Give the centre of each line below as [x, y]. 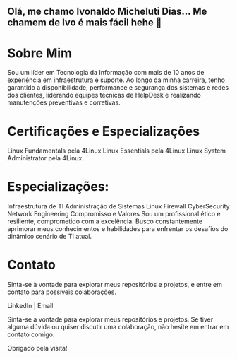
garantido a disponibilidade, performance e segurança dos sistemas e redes [118, 88]
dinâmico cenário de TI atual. [49, 237]
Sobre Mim [40, 53]
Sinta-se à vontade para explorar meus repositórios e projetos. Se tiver [110, 319]
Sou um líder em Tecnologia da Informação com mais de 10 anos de [106, 73]
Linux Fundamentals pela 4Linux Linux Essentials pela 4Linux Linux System [117, 151]
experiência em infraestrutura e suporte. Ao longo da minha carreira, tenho [116, 80]
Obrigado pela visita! [37, 348]
